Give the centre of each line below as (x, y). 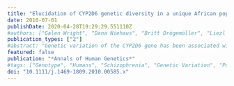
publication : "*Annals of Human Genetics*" (71, 59)
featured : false (31, 53)
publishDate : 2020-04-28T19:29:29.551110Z (70, 26)
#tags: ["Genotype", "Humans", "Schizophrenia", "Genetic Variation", (112, 65)
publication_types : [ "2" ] (45, 40)
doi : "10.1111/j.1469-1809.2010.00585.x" (68, 71)
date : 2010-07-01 (32, 20)
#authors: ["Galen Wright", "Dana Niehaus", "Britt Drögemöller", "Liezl (117, 33)
